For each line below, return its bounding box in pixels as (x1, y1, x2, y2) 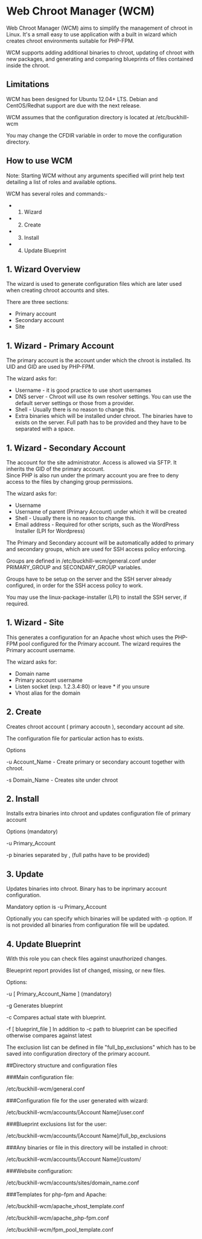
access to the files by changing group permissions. (6, 478, 134, 485)
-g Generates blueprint (6, 1002, 63, 1009)
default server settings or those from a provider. (14, 400, 134, 407)
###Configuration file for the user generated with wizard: (6, 1097, 149, 1105)
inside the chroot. (6, 62, 50, 69)
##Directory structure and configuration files (6, 1062, 118, 1069)
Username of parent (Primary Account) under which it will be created (14, 508, 187, 515)
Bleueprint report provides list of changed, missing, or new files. (6, 967, 166, 974)
